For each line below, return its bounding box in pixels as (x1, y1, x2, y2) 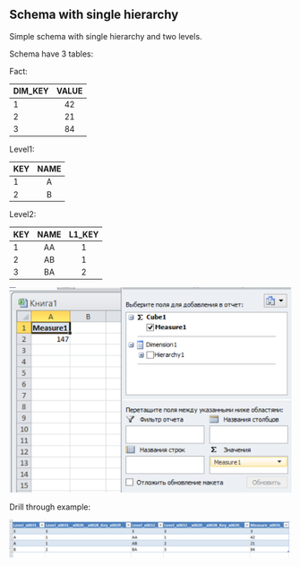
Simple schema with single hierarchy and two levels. (9, 31, 203, 41)
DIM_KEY (13, 85, 49, 97)
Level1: (9, 144, 35, 154)
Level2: (9, 209, 37, 220)
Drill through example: (9, 502, 91, 512)
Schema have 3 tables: (9, 48, 94, 59)
